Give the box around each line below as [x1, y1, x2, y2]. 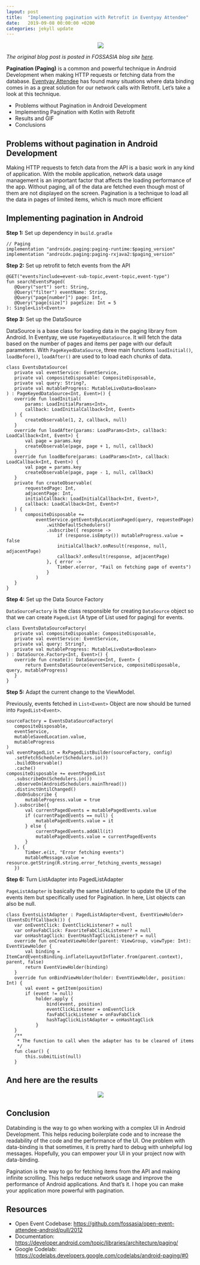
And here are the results [6, 1075, 98, 1085]
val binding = [25, 948, 60, 954]
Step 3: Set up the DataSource [6, 315, 82, 323]
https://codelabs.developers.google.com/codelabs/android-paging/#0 [14, 1252, 189, 1259]
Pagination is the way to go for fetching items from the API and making [6, 1168, 181, 1175]
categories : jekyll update [6, 25, 74, 32]
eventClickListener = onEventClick [46, 1006, 135, 1012]
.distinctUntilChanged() [14, 786, 77, 792]
